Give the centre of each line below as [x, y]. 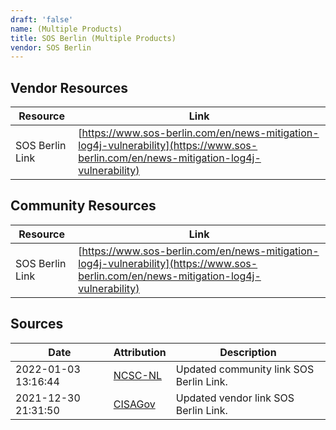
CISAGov [134, 404]
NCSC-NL [137, 375]
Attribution [140, 352]
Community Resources [83, 206]
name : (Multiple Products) [66, 29]
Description [248, 352]
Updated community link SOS [245, 369]
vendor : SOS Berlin [51, 47]
